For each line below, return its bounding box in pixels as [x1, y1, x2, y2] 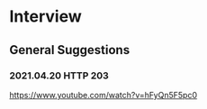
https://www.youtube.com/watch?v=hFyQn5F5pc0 [9, 89, 198, 100]
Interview [9, 6, 83, 27]
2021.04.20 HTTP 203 [9, 69, 110, 82]
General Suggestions [9, 42, 130, 58]
